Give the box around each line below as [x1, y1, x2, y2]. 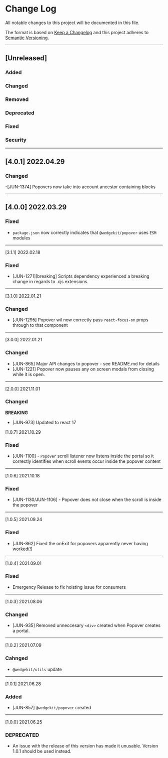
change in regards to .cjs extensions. [12, 278, 89, 284]
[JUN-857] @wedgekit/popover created [12, 704, 91, 710]
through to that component [12, 322, 68, 328]
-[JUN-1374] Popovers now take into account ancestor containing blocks [5, 184, 156, 190]
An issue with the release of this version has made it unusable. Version [12, 743, 158, 749]
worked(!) [12, 546, 33, 552]
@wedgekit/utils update [12, 666, 62, 672]
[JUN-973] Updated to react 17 [12, 419, 76, 425]
